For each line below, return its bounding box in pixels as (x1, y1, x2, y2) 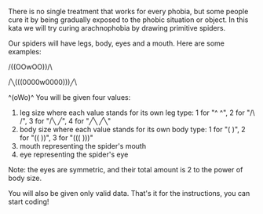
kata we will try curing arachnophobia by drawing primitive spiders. (8, 24, 226, 32)
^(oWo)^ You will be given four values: (8, 93, 131, 101)
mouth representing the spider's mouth (19, 142, 147, 150)
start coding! (8, 197, 49, 206)
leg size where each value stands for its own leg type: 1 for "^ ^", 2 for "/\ (19, 108, 255, 117)
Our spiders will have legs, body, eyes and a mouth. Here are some (8, 39, 225, 48)
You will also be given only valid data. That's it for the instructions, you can (8, 189, 250, 197)
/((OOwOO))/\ (8, 62, 53, 72)
